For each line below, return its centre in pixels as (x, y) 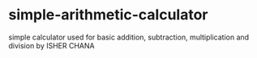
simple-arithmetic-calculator (108, 15)
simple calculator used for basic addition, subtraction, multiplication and (129, 37)
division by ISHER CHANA (51, 45)
